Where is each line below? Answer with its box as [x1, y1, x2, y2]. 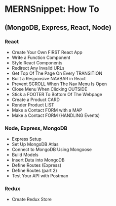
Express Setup [11, 136, 41, 142]
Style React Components [11, 59, 63, 65]
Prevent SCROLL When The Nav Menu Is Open [11, 81, 107, 87]
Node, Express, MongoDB [4, 125, 68, 132]
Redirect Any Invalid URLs [11, 65, 65, 71]
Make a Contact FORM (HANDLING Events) [11, 112, 100, 118]
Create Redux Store [11, 197, 52, 203]
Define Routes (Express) [11, 162, 62, 168]
